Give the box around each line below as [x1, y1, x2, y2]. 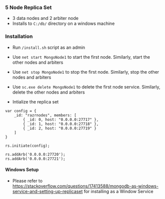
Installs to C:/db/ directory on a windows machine [12, 20, 115, 26]
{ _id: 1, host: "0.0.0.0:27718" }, [23, 121, 99, 126]
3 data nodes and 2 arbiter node [12, 15, 79, 21]
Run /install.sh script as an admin [12, 44, 85, 50]
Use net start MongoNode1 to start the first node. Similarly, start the [12, 54, 150, 60]
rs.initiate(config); [5, 143, 50, 148]
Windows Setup [5, 167, 39, 173]
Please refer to [12, 178, 43, 184]
